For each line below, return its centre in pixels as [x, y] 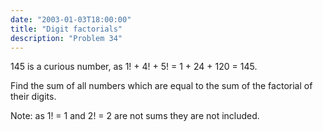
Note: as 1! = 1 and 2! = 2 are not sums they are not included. [135, 116]
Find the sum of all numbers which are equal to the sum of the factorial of [161, 86]
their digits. [33, 97]
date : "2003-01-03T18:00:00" [71, 19]
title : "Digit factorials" [66, 29]
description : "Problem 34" [66, 38]
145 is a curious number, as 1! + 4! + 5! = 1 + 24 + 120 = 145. [134, 67]
